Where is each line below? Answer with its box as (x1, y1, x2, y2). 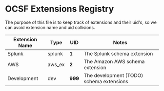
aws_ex (47, 61, 65, 68)
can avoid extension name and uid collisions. (5, 24, 95, 30)
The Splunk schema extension (83, 50, 153, 57)
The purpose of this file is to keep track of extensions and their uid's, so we (5, 19, 157, 25)
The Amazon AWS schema (83, 58, 145, 65)
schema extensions (83, 78, 128, 85)
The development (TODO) (83, 72, 143, 78)
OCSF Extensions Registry (5, 3, 114, 15)
